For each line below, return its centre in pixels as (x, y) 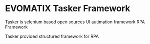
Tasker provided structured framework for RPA (52, 36)
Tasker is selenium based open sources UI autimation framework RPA (75, 22)
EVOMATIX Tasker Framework (68, 8)
